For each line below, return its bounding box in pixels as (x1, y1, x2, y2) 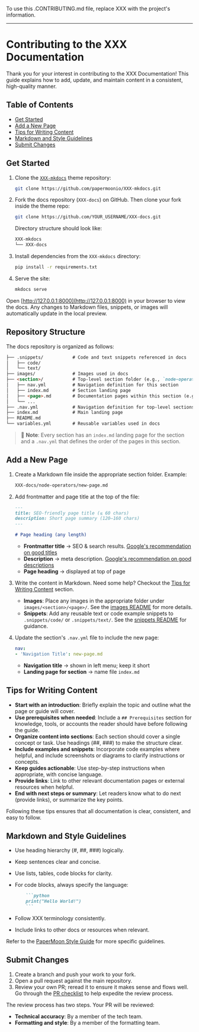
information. (6, 11, 36, 18)
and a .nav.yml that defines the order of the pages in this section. (20, 438, 181, 445)
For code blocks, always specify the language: (14, 882, 129, 889)
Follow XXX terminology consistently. (14, 915, 106, 922)
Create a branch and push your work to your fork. (14, 971, 136, 978)
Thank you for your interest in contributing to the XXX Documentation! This (6, 70, 189, 77)
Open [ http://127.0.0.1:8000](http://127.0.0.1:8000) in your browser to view (6, 297, 185, 304)
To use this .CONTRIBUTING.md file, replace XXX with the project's (6, 5, 171, 12)
